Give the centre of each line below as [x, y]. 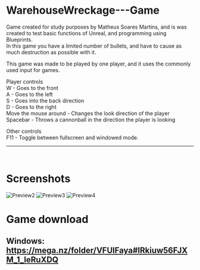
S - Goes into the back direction [45, 100]
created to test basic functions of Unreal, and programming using [86, 33]
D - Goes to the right [31, 107]
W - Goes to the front [32, 88]
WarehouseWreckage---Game [83, 10]
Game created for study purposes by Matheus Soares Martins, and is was [97, 27]
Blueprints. [19, 39]
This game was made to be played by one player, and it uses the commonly [99, 64]
